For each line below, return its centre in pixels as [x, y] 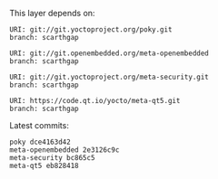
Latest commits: [40, 125]
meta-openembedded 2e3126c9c [64, 150]
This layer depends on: [52, 13]
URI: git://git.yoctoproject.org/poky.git [91, 30]
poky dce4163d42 [40, 142]
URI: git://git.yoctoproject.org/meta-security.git [109, 77]
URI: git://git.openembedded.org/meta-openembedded [109, 53]
